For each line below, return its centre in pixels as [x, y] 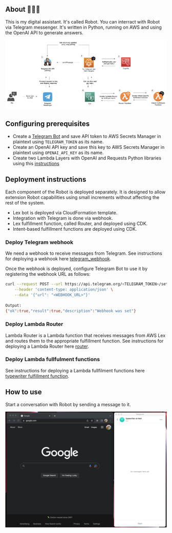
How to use [24, 392]
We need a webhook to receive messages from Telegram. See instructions [84, 253]
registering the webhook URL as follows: [48, 274]
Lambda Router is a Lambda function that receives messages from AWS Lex [85, 335]
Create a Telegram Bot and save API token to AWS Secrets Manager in [87, 136]
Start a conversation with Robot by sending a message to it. [68, 404]
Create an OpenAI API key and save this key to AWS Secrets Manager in [89, 147]
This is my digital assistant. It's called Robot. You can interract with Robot [83, 21]
